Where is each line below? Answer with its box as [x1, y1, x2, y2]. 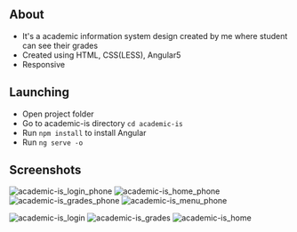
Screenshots [9, 163, 82, 178]
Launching [9, 84, 69, 100]
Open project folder [21, 108, 95, 119]
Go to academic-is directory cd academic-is [21, 117, 184, 128]
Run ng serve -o [21, 137, 84, 148]
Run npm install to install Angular [21, 127, 147, 138]
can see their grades [21, 40, 99, 51]
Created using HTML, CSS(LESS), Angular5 [21, 49, 181, 60]
